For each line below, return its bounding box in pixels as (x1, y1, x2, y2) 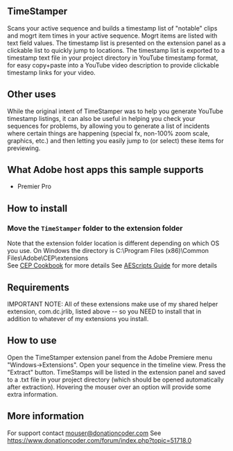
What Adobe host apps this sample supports (7, 164, 204, 176)
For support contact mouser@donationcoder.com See (7, 429, 162, 437)
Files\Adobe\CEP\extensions (7, 254, 89, 263)
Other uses (7, 88, 57, 100)
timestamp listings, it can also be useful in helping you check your (7, 114, 196, 122)
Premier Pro (17, 182, 52, 190)
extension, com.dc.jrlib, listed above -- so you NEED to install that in (7, 307, 202, 315)
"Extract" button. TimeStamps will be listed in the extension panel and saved (7, 368, 226, 376)
